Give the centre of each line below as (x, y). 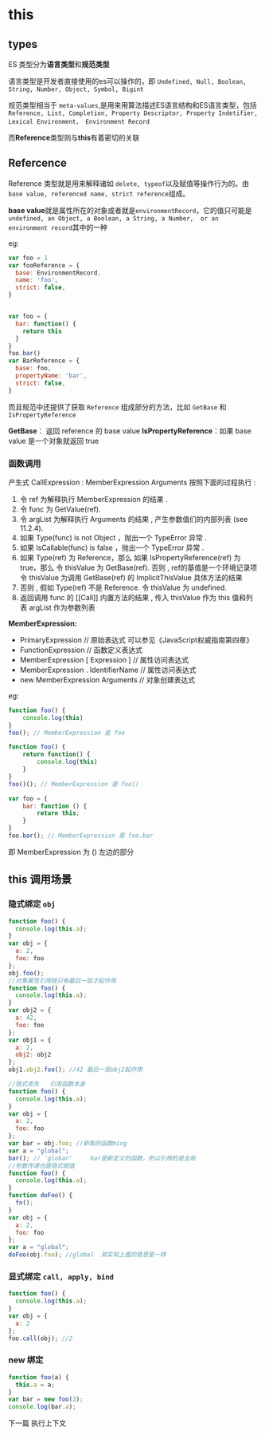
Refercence (38, 163)
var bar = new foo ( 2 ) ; (46, 1399)
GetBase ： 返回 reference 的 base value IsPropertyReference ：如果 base (130, 431)
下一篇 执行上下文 (37, 1423)
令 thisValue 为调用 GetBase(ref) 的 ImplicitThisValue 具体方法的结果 (131, 577)
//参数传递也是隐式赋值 (42, 1166)
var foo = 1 (28, 258)
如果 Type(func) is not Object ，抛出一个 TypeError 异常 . (113, 537)
